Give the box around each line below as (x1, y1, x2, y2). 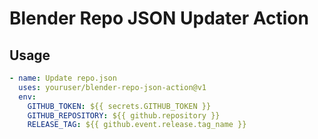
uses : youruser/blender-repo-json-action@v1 (18, 82, 207, 92)
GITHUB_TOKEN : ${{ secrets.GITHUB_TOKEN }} (27, 101, 212, 111)
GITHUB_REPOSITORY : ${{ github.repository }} (27, 110, 221, 121)
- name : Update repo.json (9, 73, 117, 83)
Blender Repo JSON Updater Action (9, 7, 309, 30)
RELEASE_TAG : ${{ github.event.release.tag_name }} (27, 120, 247, 130)
